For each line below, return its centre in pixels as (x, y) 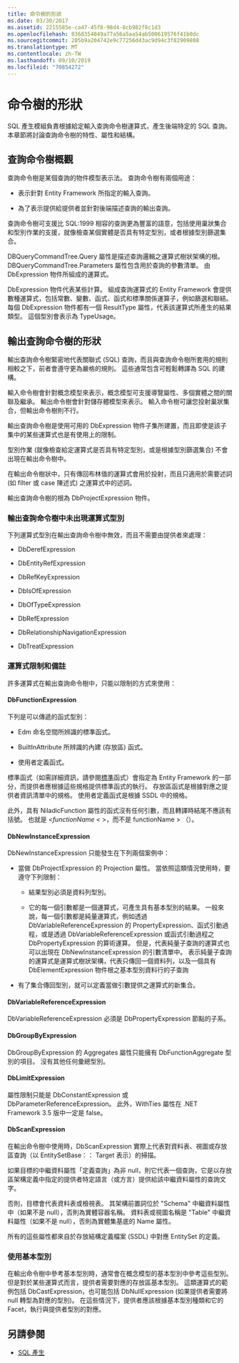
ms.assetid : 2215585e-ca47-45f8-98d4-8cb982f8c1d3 (84, 27)
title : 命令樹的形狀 (35, 14)
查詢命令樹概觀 (40, 159)
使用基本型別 (30, 1257)
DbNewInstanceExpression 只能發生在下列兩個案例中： (88, 853)
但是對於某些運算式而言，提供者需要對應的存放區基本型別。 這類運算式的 (115, 1282)
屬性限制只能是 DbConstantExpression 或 (68, 1094)
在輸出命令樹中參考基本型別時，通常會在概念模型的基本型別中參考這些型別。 (120, 1274)
